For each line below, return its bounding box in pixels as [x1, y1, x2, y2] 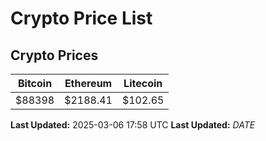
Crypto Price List [10, 7, 153, 30]
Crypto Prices [10, 47, 99, 64]
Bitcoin [17, 77, 53, 90]
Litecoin [123, 77, 163, 90]
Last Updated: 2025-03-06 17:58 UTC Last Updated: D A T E [10, 119, 256, 131]
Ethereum [64, 77, 113, 90]
